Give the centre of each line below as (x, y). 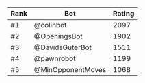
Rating (123, 13)
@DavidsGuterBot (63, 47)
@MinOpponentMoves (70, 70)
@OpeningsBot (58, 36)
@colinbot (50, 25)
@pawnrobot (55, 59)
